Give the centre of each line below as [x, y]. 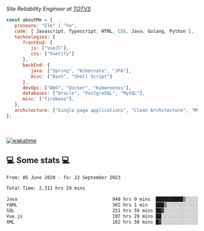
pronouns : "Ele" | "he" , [46, 26]
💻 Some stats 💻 [38, 160]
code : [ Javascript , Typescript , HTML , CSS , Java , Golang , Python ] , [104, 31]
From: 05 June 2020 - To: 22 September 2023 [63, 178]
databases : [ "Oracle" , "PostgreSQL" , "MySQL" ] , [84, 94]
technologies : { [35, 37]
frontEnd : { [37, 43]
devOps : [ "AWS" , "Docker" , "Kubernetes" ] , [77, 88]
